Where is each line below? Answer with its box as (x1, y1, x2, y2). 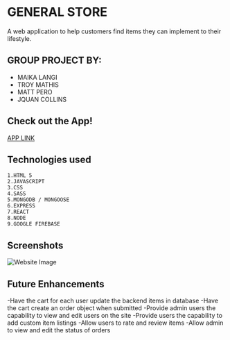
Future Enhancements (7, 278, 105, 290)
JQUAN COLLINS (17, 95, 67, 103)
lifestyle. (7, 34, 32, 42)
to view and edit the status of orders (7, 326, 111, 334)
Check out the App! (7, 115, 93, 127)
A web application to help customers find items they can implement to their (7, 27, 222, 35)
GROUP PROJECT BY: (7, 55, 102, 67)
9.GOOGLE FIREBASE (7, 221, 60, 228)
